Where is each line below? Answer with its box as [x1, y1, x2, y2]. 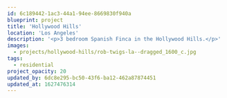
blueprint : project [7, 17, 64, 23]
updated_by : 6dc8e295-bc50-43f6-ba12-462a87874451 [7, 74, 156, 81]
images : [7, 42, 30, 49]
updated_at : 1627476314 [7, 81, 76, 88]
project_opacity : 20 [7, 68, 67, 75]
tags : [7, 55, 23, 62]
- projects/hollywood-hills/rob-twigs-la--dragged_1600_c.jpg [13, 49, 197, 56]
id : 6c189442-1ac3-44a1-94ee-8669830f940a [7, 10, 131, 17]
